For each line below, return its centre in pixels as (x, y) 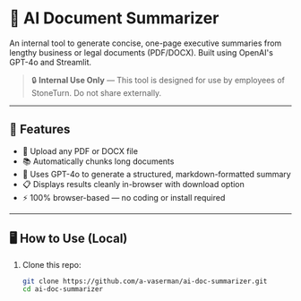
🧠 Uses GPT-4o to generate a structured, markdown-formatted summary (156, 174)
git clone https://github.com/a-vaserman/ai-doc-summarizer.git (145, 281)
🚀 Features (40, 129)
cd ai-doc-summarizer (62, 289)
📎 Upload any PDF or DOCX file (80, 150)
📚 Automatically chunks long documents (98, 161)
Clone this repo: (52, 264)
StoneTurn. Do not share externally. (96, 92)
